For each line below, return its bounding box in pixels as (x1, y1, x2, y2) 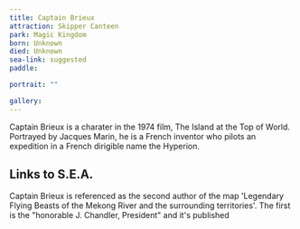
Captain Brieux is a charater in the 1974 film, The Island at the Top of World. (9, 121, 291, 132)
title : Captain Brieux (9, 13, 95, 23)
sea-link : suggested (9, 55, 88, 64)
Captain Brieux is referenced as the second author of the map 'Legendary (9, 191, 285, 202)
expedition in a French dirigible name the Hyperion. (9, 140, 201, 151)
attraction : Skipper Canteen (9, 22, 119, 31)
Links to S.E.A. (9, 167, 94, 182)
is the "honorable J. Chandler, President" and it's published (9, 210, 230, 221)
